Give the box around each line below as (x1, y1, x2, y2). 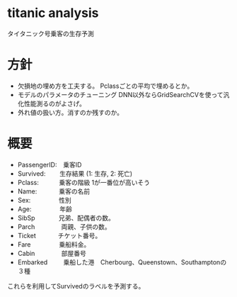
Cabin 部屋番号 (17, 249, 87, 257)
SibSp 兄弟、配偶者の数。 (17, 213, 115, 222)
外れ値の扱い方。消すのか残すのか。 (17, 108, 124, 116)
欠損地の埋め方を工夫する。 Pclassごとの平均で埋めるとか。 (17, 82, 194, 90)
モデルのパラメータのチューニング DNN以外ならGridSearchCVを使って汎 (17, 90, 230, 99)
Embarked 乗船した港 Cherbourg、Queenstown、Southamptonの (17, 257, 227, 267)
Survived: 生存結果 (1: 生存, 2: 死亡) (17, 169, 133, 178)
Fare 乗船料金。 (17, 240, 91, 249)
